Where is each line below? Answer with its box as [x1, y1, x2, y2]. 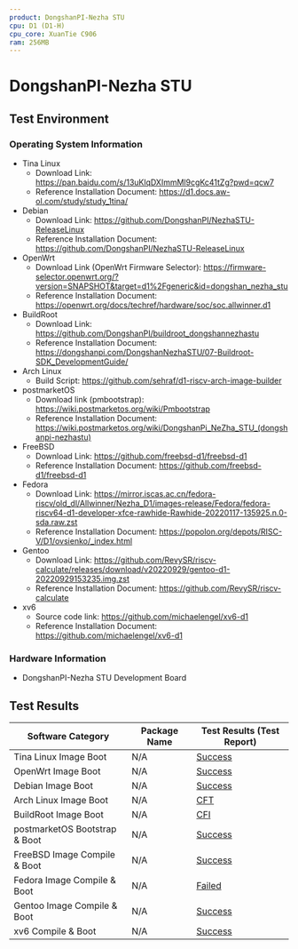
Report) [223, 736, 257, 748]
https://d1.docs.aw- [159, 187, 231, 197]
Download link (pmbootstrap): [35, 395, 145, 405]
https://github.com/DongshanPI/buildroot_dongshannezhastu [35, 328, 260, 339]
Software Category [27, 730, 110, 743]
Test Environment [9, 111, 109, 126]
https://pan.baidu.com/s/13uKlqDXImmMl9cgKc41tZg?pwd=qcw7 [35, 177, 275, 187]
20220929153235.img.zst [35, 574, 130, 585]
